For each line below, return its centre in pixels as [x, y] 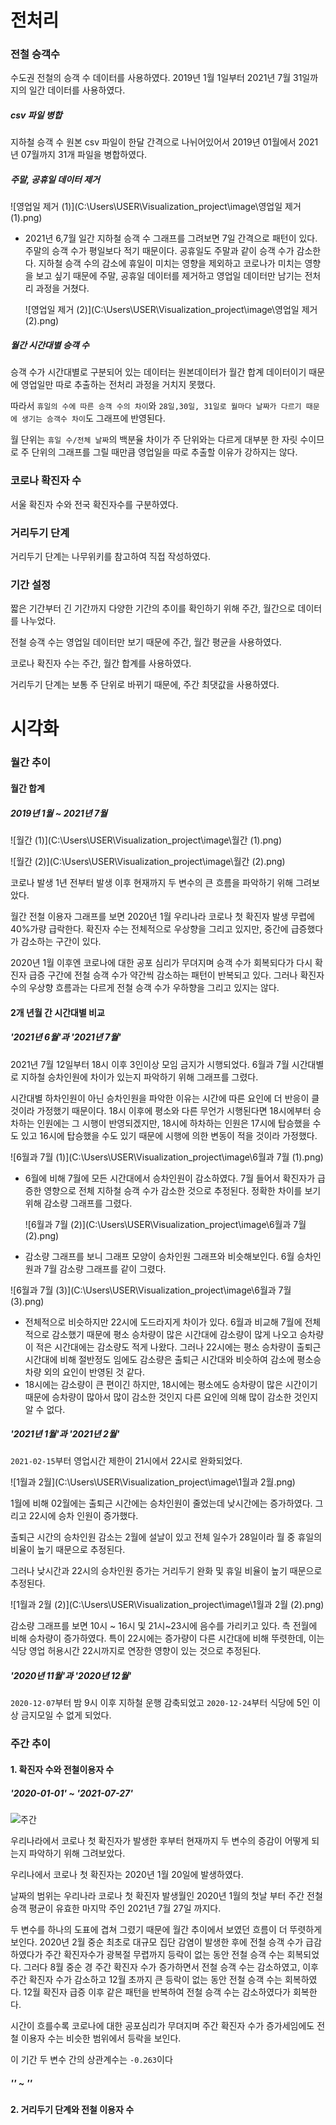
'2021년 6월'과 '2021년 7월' [66, 1037]
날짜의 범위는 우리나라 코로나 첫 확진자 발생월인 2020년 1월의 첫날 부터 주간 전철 [166, 1895]
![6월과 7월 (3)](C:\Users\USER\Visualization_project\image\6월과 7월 [151, 1290]
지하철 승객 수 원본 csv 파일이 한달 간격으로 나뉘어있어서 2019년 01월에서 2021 [164, 142]
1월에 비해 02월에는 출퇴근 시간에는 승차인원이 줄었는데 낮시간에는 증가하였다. [161, 1503]
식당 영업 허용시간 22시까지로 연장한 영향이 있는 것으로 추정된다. [136, 1651]
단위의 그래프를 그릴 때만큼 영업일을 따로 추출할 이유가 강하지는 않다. [164, 452]
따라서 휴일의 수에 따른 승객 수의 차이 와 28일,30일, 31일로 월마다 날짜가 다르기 [156, 406]
